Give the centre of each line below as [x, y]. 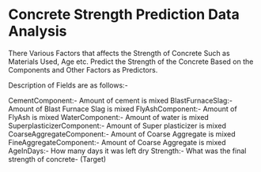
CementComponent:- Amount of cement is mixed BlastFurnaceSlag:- [121, 100]
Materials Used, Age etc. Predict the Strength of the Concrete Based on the [131, 62]
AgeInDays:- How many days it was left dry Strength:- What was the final [127, 151]
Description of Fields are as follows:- [68, 85]
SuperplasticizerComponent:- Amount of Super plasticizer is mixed [117, 125]
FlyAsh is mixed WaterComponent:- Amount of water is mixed [109, 117]
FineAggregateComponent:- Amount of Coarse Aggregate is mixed [117, 142]
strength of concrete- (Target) [57, 159]
